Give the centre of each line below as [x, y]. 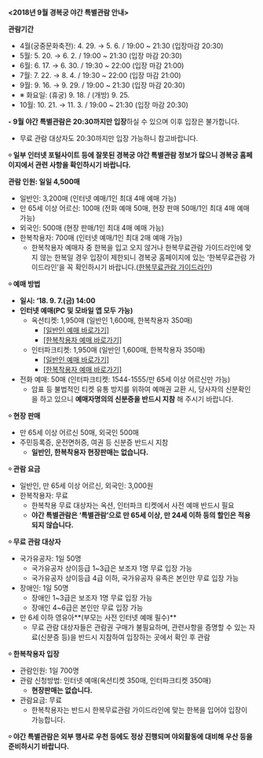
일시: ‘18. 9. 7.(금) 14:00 [57, 301]
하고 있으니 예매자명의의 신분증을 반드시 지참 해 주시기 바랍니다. [137, 399]
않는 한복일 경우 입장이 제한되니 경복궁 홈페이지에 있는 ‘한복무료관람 [143, 257]
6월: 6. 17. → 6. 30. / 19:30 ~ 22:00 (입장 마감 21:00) [102, 65]
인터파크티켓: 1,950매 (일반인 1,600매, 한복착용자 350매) [118, 350]
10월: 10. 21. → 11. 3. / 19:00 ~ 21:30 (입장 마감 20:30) [104, 105]
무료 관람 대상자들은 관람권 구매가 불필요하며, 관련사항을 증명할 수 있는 [139, 627]
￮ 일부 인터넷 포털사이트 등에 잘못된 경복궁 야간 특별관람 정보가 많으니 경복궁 [123, 155]
